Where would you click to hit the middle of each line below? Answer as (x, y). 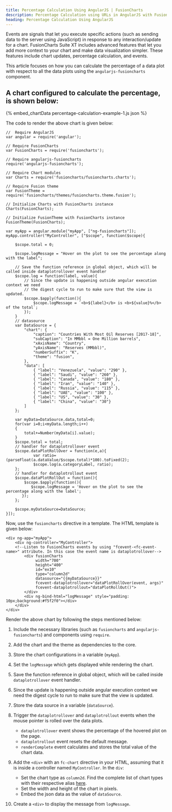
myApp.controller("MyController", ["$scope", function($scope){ (76, 236)
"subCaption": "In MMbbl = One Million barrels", (87, 339)
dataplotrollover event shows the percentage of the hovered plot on (94, 730)
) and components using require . (76, 635)
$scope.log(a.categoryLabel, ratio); (73, 464)
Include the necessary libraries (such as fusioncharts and (74, 630)
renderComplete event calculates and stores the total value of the (89, 747)
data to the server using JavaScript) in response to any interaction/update (83, 39)
